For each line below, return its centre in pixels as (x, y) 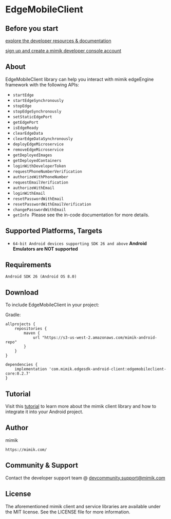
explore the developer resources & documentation (58, 41)
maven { (32, 333)
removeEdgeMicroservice (38, 150)
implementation (31, 369)
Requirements (28, 265)
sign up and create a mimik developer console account (63, 51)
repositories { (31, 329)
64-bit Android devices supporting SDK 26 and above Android (80, 243)
